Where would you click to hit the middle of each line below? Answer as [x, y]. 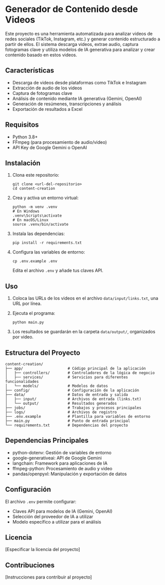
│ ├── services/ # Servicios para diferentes [67, 377]
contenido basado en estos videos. [41, 55]
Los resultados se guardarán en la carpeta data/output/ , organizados [84, 332]
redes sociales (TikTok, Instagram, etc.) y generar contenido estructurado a [83, 39]
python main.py [28, 322]
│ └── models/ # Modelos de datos [57, 386]
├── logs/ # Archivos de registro [61, 412]
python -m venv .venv [35, 207]
